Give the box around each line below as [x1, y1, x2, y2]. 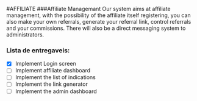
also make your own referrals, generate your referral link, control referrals [6, 18, 192, 25]
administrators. [6, 31, 45, 38]
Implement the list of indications [15, 74, 96, 81]
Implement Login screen [15, 60, 76, 68]
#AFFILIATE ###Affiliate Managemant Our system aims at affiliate [6, 5, 171, 12]
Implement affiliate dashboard [15, 67, 91, 74]
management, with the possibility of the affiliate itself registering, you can [6, 12, 191, 19]
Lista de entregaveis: [6, 46, 70, 54]
